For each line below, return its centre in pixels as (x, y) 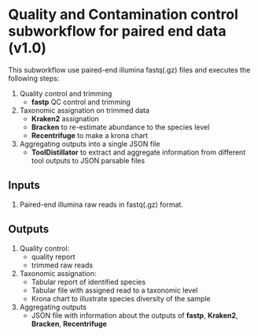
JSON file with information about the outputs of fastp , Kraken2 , (135, 315)
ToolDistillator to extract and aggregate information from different (138, 152)
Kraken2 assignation (65, 118)
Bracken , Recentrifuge (69, 323)
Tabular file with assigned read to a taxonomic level (114, 290)
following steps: (34, 78)
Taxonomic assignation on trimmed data (85, 110)
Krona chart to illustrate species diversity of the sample (121, 298)
